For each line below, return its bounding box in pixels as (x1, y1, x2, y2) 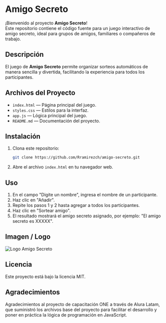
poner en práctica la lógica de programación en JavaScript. (5, 312, 127, 318)
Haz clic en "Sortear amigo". (12, 208, 71, 214)
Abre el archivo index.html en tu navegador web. (12, 164, 114, 170)
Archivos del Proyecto (5, 89, 76, 97)
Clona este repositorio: (12, 146, 59, 152)
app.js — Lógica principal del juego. (12, 112, 87, 118)
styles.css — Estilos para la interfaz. (12, 107, 89, 113)
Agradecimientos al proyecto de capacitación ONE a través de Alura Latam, (5, 301, 160, 307)
